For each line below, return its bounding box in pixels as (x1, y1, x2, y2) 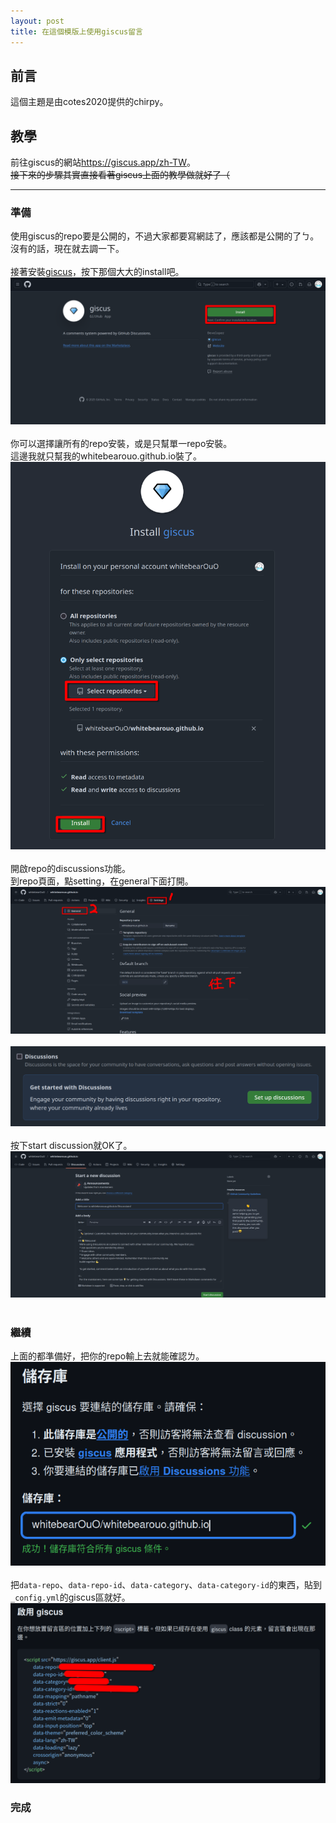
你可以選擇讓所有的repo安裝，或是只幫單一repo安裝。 (10, 437, 233, 449)
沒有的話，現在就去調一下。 (10, 243, 125, 255)
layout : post (10, 16, 65, 26)
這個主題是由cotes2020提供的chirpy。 (10, 96, 169, 108)
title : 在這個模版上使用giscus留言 (10, 26, 143, 37)
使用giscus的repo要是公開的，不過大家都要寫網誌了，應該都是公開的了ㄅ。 (10, 230, 320, 242)
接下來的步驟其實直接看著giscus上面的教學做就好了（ (10, 169, 231, 181)
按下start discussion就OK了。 (10, 1140, 133, 1152)
